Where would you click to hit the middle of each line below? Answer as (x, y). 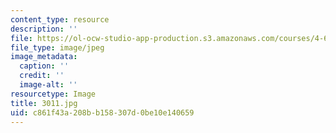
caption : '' (44, 66)
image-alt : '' (48, 85)
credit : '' (42, 76)
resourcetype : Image (53, 94)
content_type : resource (60, 19)
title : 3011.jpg (44, 103)
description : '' (44, 29)
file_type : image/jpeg (57, 47)
